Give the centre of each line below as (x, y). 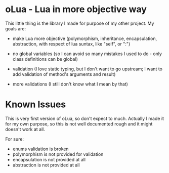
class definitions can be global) (45, 59)
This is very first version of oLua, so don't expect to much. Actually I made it (85, 118)
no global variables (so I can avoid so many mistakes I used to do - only (87, 54)
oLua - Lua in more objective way (76, 9)
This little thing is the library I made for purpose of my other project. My (80, 23)
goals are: (16, 28)
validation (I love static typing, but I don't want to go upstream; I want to (88, 69)
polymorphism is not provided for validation (58, 154)
